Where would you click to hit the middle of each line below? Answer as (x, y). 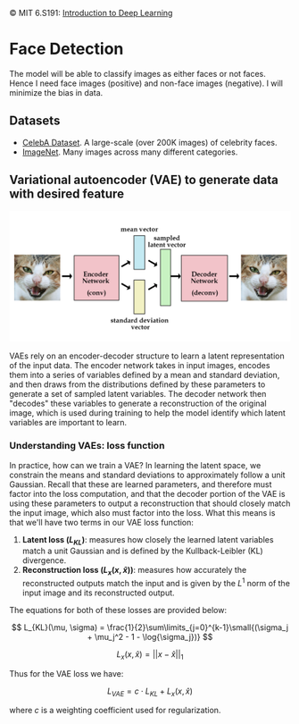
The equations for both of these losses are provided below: (118, 610)
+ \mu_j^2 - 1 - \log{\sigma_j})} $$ (150, 636)
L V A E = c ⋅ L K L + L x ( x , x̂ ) (150, 692)
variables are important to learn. (68, 423)
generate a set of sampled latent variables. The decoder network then (138, 394)
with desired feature (67, 194)
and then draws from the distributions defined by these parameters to (137, 384)
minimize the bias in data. (56, 92)
